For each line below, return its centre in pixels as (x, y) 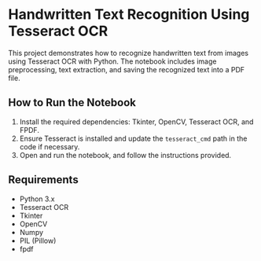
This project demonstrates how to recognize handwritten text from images (129, 53)
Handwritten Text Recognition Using (129, 15)
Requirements (43, 180)
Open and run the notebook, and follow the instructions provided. (125, 155)
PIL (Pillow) (38, 241)
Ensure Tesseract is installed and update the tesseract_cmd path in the (133, 138)
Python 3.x (37, 199)
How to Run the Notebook (72, 103)
